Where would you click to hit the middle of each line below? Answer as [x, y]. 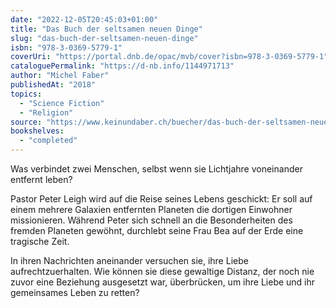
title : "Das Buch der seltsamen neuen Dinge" [106, 29]
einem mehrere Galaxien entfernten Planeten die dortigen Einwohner [151, 209]
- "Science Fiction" [62, 103]
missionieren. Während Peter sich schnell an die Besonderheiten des [151, 220]
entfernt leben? [41, 179]
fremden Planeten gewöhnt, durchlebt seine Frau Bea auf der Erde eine [157, 230]
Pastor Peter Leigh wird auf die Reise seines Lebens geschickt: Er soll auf [161, 199]
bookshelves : [37, 131]
